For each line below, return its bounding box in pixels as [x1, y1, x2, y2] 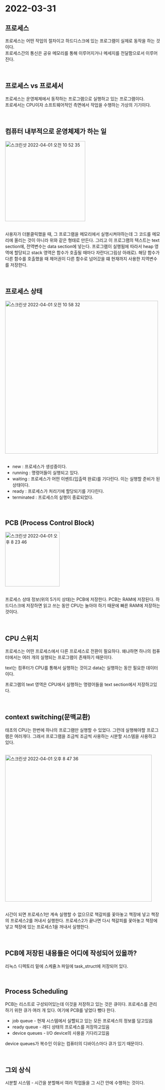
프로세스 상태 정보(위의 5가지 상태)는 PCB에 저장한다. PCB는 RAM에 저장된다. [5, 596, 155, 602]
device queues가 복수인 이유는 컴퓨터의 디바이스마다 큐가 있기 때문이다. [5, 1040, 144, 1046]
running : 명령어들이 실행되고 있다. [12, 470, 79, 476]
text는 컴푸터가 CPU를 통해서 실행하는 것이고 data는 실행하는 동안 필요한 [5, 665, 145, 671]
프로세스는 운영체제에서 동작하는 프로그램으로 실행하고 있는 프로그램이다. [5, 96, 145, 102]
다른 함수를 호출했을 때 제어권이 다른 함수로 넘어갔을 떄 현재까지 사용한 [5, 255, 140, 261]
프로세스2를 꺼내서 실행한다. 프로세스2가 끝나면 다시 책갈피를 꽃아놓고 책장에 [10, 917, 158, 923]
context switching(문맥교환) [5, 713, 91, 722]
